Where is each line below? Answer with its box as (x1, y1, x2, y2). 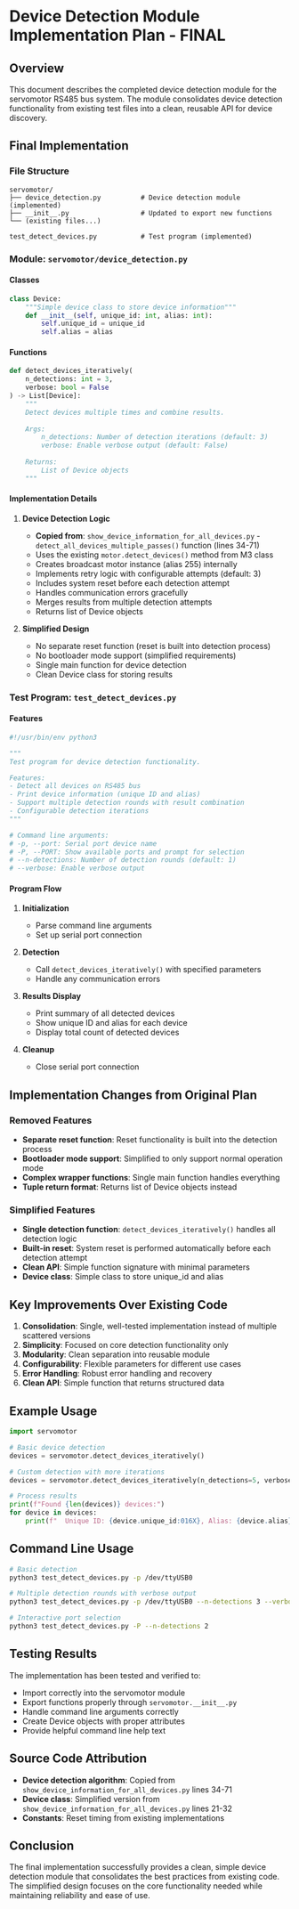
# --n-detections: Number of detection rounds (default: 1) (9, 856, 238, 865)
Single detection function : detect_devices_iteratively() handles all (21, 1224, 276, 1235)
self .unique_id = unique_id (41, 319, 145, 329)
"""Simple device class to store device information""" (25, 303, 238, 312)
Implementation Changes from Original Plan (9, 1087, 258, 1102)
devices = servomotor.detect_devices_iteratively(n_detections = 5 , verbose (9, 1475, 293, 1484)
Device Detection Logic (21, 513, 111, 524)
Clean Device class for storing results (35, 669, 174, 679)
